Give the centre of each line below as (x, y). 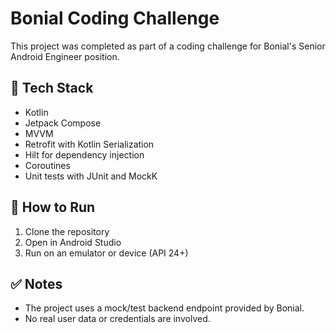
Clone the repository (67, 231)
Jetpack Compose (63, 123)
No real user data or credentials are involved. (117, 319)
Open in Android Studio (73, 242)
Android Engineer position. (65, 56)
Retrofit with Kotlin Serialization (89, 144)
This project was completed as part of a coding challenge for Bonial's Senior (168, 46)
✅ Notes (36, 283)
